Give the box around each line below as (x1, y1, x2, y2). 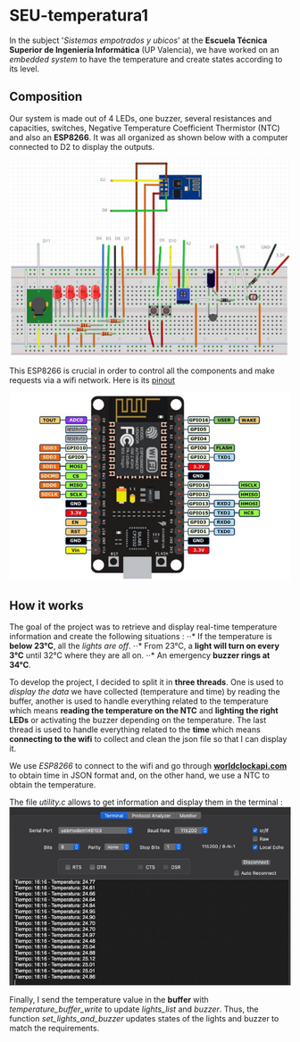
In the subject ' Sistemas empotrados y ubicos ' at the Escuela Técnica (9, 35, 268, 46)
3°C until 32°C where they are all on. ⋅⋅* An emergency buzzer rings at (9, 650, 271, 661)
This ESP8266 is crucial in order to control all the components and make (9, 365, 275, 376)
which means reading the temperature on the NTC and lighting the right (9, 705, 279, 716)
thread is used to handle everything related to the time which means (9, 724, 261, 735)
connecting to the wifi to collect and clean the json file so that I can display (9, 734, 287, 745)
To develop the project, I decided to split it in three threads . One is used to (9, 677, 284, 688)
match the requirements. (9, 1023, 100, 1034)
